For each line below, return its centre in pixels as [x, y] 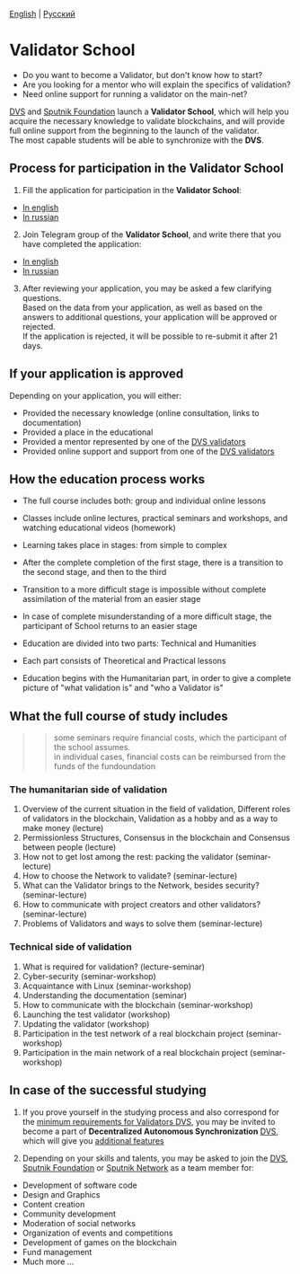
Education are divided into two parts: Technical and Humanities [139, 643]
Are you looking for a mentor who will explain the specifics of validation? [156, 84]
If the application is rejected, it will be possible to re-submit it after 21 [150, 336]
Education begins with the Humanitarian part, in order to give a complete [157, 678]
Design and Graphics [61, 1194]
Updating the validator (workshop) [86, 1023]
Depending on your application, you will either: [96, 395]
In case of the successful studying [108, 1090]
